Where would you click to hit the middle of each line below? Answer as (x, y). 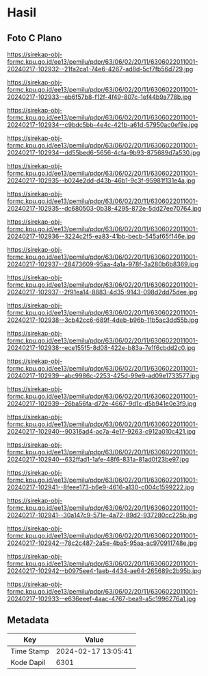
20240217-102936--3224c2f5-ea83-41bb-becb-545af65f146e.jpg (101, 236)
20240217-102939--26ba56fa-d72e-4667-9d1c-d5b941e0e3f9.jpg (102, 404)
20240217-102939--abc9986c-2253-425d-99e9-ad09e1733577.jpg (103, 376)
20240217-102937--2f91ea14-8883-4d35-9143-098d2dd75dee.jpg (102, 292)
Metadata (28, 620)
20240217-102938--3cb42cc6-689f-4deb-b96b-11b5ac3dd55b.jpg (103, 320)
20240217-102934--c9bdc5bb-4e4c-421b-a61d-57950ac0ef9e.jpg (103, 125)
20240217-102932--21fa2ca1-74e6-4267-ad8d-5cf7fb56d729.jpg (100, 69)
